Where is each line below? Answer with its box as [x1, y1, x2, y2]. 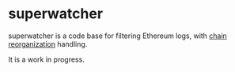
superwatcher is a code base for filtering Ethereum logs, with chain [8, 31, 227, 40]
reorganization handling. [8, 39, 88, 48]
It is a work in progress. [8, 55, 85, 64]
